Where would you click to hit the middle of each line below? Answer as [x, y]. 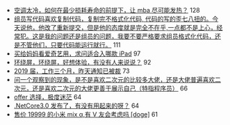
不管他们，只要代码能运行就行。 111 [70, 45]
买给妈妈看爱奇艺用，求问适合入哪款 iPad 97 [77, 53]
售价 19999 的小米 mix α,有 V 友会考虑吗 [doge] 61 [86, 114]
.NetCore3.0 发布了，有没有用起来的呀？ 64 [76, 106]
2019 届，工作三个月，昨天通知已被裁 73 [72, 71]
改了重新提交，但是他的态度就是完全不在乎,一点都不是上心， [130, 27]
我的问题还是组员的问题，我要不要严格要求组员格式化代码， [130, 36]
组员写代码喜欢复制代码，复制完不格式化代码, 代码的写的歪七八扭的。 [113, 19]
